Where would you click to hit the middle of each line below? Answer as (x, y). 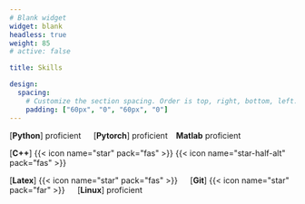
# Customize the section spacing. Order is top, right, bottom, (150, 101)
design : (24, 84)
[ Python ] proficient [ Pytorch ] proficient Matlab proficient (125, 135)
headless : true (38, 34)
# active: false (40, 52)
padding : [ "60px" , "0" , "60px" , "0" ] (97, 110)
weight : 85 (30, 43)
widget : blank (36, 26)
